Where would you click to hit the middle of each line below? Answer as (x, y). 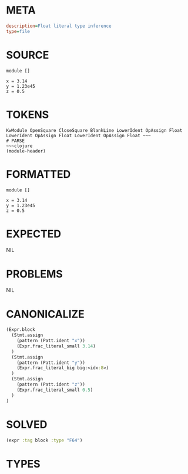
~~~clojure (19, 146)
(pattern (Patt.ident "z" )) (51, 384)
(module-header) (26, 151)
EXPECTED (34, 234)
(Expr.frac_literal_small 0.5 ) (55, 390)
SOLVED (27, 424)
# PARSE (16, 141)
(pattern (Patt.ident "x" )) (51, 341)
